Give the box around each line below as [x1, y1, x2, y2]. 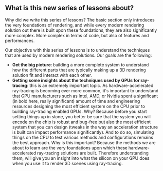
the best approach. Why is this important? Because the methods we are [12, 139, 156, 146]
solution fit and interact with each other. [12, 72, 92, 78]
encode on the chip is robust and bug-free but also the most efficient [12, 119, 151, 125]
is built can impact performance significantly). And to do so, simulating [12, 129, 154, 135]
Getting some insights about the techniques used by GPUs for [12, 77, 140, 83]
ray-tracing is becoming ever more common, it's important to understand [12, 87, 159, 93]
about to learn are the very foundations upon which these [12, 145, 127, 150]
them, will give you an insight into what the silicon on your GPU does [12, 155, 150, 161]
